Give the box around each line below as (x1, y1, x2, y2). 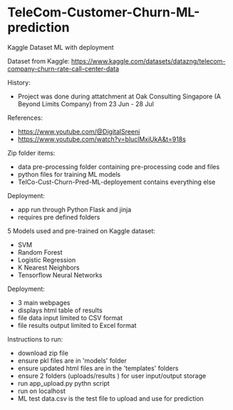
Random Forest (17, 247, 63, 257)
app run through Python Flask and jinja (17, 205, 132, 214)
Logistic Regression (17, 255, 76, 264)
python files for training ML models (17, 170, 121, 178)
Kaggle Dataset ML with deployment (7, 43, 114, 51)
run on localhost (17, 386, 66, 395)
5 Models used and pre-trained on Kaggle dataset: (7, 226, 155, 235)
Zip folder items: (7, 148, 56, 157)
